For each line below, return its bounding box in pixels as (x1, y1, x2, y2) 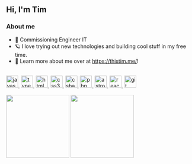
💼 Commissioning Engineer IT (14, 36, 87, 43)
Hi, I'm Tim (6, 5, 47, 15)
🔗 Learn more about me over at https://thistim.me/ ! (14, 57, 139, 65)
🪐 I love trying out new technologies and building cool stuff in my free (14, 43, 187, 50)
